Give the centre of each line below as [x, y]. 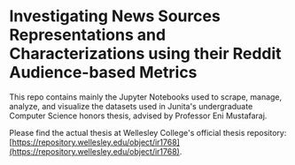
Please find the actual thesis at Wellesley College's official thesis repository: [148, 132]
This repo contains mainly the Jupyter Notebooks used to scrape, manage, [146, 97]
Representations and [88, 35]
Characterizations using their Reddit [145, 54]
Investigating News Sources [115, 16]
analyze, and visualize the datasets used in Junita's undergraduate [131, 106]
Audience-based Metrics [103, 73]
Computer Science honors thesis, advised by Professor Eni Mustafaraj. [138, 116]
